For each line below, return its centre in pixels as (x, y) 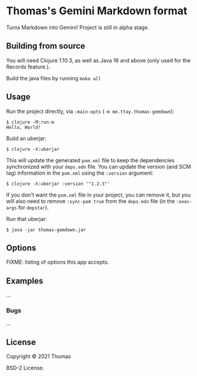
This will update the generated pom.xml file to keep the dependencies (90, 160)
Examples (25, 281)
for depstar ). (34, 207)
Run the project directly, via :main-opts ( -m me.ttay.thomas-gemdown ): (90, 111)
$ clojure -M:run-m (30, 122)
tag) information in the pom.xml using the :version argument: (80, 173)
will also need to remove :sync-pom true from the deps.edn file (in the (90, 201)
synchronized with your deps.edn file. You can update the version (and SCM (99, 166)
